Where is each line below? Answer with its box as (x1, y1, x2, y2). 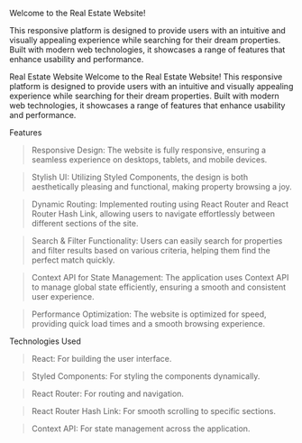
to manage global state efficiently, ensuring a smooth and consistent (31, 281, 287, 292)
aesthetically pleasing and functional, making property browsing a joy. (31, 181, 293, 192)
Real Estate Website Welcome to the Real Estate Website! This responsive (9, 71, 283, 82)
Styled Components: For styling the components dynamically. (31, 371, 261, 382)
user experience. (31, 291, 95, 301)
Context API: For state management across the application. (31, 423, 251, 434)
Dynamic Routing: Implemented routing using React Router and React (31, 198, 289, 209)
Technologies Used (9, 336, 81, 346)
